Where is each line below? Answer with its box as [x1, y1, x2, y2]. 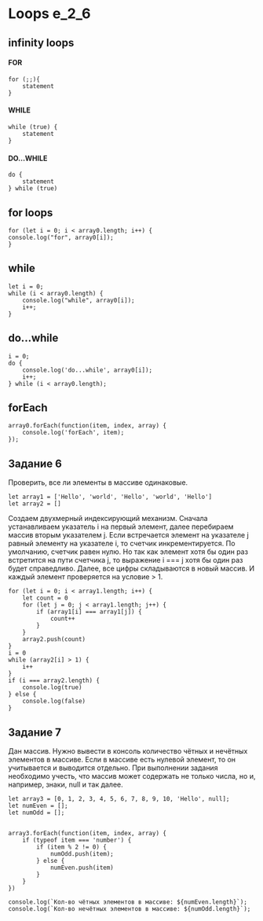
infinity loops [8, 36, 75, 50]
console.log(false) [22, 697, 86, 706]
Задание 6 [8, 457, 63, 470]
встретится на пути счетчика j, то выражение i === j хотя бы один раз [8, 556, 243, 565]
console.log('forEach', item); [22, 429, 125, 437]
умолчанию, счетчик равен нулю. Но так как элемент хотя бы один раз [8, 547, 249, 556]
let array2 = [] [8, 500, 61, 508]
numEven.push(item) [49, 864, 114, 872]
